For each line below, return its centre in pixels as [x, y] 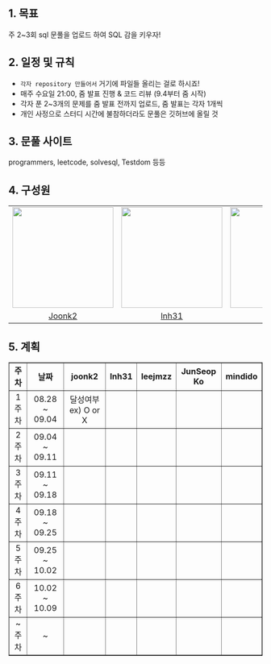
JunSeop [198, 371]
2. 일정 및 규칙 [42, 62]
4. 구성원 [29, 190]
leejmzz [156, 376]
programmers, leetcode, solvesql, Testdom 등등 [87, 162]
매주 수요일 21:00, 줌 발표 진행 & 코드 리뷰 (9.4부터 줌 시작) [113, 93]
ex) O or [85, 410]
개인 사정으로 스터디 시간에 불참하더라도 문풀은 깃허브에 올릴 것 [119, 114]
